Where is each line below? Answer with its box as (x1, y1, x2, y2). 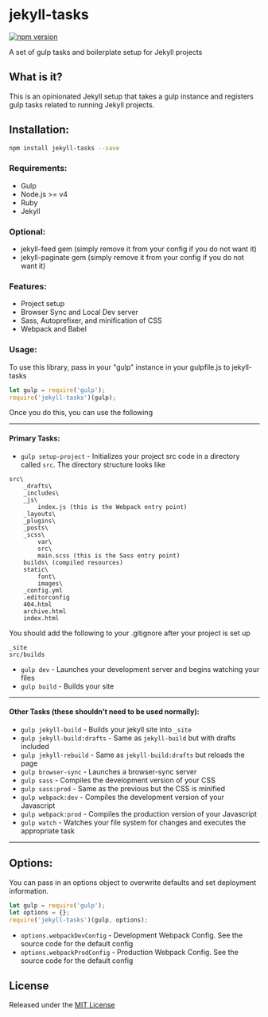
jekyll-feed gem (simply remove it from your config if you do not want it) (20, 244, 257, 254)
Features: (9, 281, 47, 292)
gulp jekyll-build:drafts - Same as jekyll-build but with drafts (20, 733, 236, 743)
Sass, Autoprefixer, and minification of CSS (20, 316, 162, 325)
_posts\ (23, 523, 49, 532)
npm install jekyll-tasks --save (9, 144, 120, 152)
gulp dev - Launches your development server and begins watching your (20, 664, 260, 673)
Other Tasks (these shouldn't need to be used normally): (9, 707, 200, 716)
